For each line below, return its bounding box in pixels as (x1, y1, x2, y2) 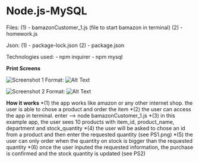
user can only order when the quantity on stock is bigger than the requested (6, 137, 193, 144)
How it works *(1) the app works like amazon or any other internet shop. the (6, 99, 193, 106)
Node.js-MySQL (6, 4, 87, 18)
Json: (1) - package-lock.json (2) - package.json (6, 42, 125, 49)
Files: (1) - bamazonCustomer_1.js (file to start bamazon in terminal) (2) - (6, 24, 183, 31)
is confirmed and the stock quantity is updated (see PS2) (6, 150, 146, 157)
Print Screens (6, 64, 40, 72)
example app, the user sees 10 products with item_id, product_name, (6, 118, 175, 126)
